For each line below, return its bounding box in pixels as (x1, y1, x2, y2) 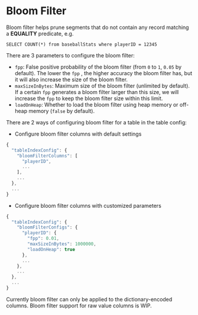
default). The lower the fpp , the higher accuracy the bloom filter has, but (14, 69, 193, 76)
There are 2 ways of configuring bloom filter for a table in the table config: (6, 118, 187, 126)
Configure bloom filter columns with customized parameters (14, 202, 161, 209)
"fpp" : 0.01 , (27, 236, 60, 242)
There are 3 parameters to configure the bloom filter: (6, 52, 135, 59)
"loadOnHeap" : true (27, 246, 76, 252)
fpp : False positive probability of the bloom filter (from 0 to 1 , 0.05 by (14, 63, 182, 70)
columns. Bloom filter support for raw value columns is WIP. (6, 302, 152, 309)
